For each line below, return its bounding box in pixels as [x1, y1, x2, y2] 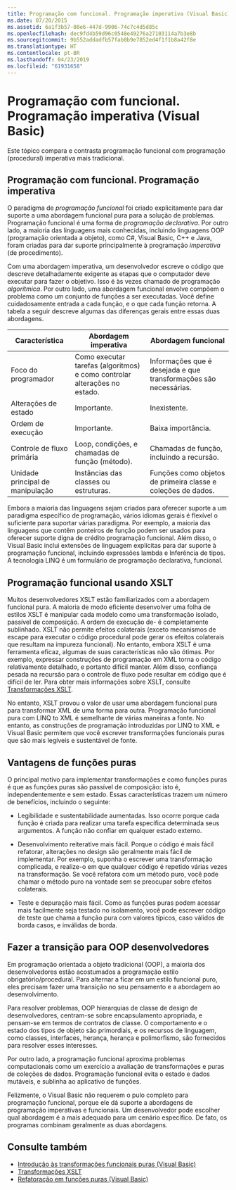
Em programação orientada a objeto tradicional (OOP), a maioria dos [7, 960, 206, 968]
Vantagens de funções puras [7, 756, 137, 768]
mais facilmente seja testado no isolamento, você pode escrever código [17, 906, 226, 914]
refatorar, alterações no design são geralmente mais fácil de [17, 848, 192, 856]
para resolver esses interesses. [7, 1041, 98, 1049]
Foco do [11, 365, 38, 375]
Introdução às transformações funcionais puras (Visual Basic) [17, 1160, 197, 1168]
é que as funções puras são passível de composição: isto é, [7, 783, 181, 791]
